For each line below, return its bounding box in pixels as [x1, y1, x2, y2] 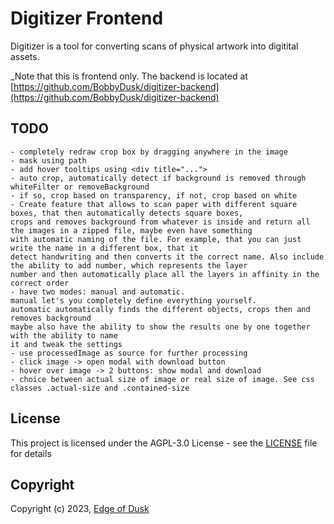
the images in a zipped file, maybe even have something [10, 225, 253, 236]
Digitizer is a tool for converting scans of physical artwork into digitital [10, 40, 299, 52]
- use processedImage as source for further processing [10, 348, 248, 358]
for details [10, 447, 52, 459]
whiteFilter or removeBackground [10, 182, 150, 192]
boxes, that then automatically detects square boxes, [10, 208, 244, 218]
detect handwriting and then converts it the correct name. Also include [10, 252, 325, 262]
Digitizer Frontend [10, 7, 164, 30]
